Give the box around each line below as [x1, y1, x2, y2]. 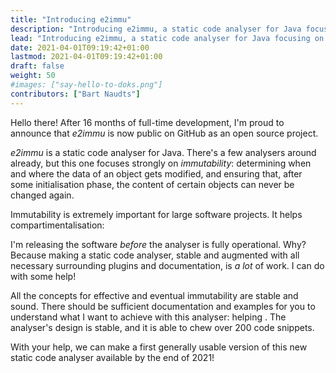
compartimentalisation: [10, 219, 105, 231]
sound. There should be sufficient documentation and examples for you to [10, 300, 316, 312]
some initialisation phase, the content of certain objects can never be [10, 178, 295, 190]
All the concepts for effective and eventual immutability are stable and [10, 289, 299, 301]
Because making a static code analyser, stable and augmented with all [10, 249, 300, 261]
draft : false [10, 61, 65, 71]
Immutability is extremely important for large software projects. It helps [10, 208, 303, 220]
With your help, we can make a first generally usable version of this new [10, 341, 308, 353]
